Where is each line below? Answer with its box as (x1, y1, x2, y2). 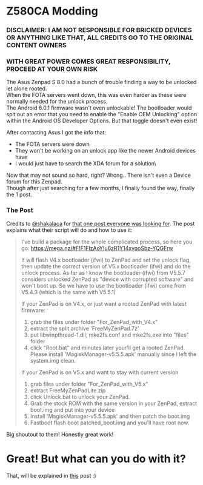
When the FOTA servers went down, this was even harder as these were (6, 91, 187, 99)
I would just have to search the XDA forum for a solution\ (15, 160, 156, 167)
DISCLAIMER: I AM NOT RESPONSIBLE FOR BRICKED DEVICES (6, 26, 192, 35)
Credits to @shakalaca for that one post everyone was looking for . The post (6, 220, 195, 227)
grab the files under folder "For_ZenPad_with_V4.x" (30, 318, 158, 325)
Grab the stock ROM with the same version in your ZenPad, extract (30, 400, 198, 407)
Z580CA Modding (6, 4, 98, 18)
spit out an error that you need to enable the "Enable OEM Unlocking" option (6, 111, 198, 118)
